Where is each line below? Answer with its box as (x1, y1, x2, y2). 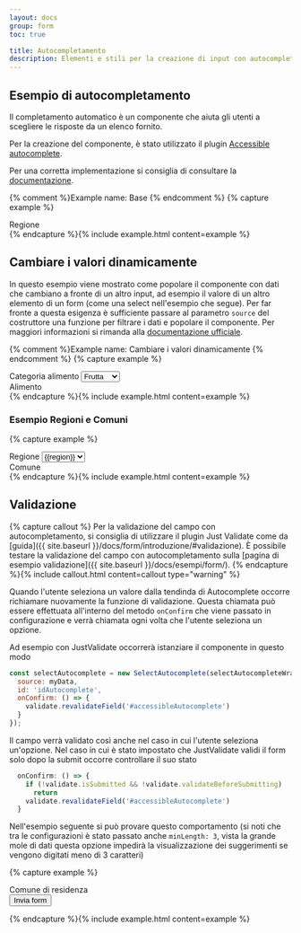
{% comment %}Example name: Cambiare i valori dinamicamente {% (9, 343, 264, 355)
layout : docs (9, 13, 58, 22)
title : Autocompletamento (9, 46, 106, 55)
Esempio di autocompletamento (9, 87, 191, 103)
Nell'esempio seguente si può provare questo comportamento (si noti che (9, 821, 281, 832)
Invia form (13, 895, 47, 905)
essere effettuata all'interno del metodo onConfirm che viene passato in (9, 605, 271, 616)
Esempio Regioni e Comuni (9, 413, 128, 426)
